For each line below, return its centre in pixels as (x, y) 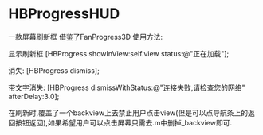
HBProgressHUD (64, 14)
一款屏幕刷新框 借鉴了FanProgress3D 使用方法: (86, 37)
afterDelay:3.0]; (34, 96)
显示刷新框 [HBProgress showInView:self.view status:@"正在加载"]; (119, 53)
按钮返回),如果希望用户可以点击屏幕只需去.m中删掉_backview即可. (124, 122)
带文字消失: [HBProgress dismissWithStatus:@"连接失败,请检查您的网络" (127, 87)
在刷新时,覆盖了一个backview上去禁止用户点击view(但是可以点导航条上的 (128, 113)
